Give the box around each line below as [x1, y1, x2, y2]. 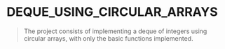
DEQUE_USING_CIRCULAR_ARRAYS [6, 4, 218, 20]
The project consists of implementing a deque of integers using [23, 27, 207, 35]
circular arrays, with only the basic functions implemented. [23, 34, 193, 42]
